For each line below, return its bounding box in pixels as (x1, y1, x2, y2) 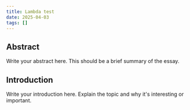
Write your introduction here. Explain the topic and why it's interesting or (6, 90, 184, 98)
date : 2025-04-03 (6, 14, 49, 20)
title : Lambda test (6, 8, 55, 15)
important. (6, 97, 32, 104)
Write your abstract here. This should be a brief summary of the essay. (6, 58, 180, 65)
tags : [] (6, 20, 28, 26)
